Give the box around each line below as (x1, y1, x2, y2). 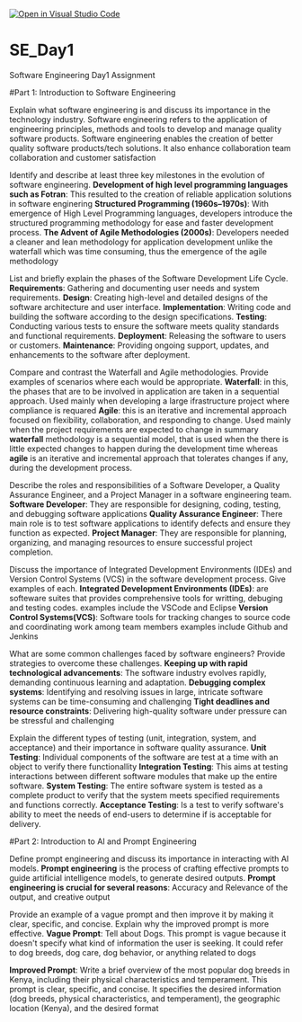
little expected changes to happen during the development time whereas (9, 443, 279, 454)
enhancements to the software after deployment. (9, 349, 191, 360)
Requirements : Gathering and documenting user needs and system (9, 282, 261, 293)
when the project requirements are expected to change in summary (9, 423, 259, 435)
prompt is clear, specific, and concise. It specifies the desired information (9, 983, 281, 994)
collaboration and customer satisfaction (9, 152, 156, 163)
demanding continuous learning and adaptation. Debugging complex (9, 677, 266, 688)
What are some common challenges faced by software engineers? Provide (9, 648, 286, 659)
